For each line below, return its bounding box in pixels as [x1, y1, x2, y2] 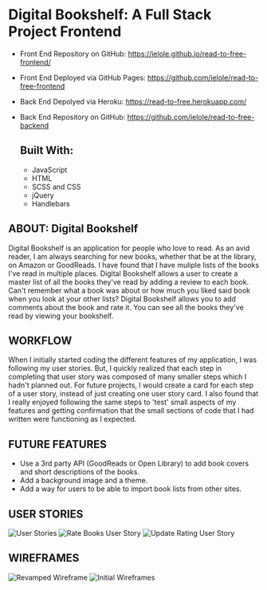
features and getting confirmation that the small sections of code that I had [8, 406, 254, 415]
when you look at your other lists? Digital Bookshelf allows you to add [8, 293, 237, 304]
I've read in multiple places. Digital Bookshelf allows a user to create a [8, 269, 238, 278]
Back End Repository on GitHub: [19, 112, 126, 121]
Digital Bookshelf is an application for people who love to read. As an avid [8, 243, 250, 253]
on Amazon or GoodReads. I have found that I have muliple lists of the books [8, 260, 260, 269]
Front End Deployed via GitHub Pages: [19, 73, 146, 82]
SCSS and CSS [31, 182, 81, 191]
